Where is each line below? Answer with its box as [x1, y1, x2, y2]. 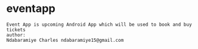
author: [6, 32, 26, 38]
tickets [6, 26, 26, 33]
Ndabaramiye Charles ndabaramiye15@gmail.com [6, 37, 124, 43]
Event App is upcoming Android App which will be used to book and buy [6, 22, 192, 27]
